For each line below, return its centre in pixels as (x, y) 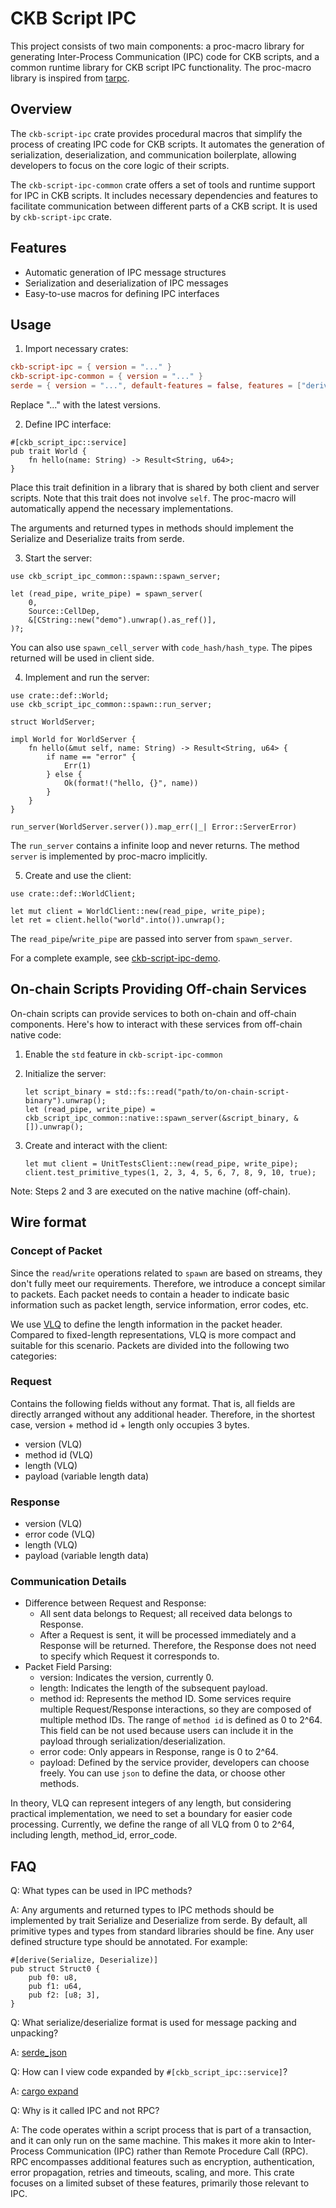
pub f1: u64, (55, 1987)
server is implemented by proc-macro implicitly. (109, 856)
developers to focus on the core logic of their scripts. (120, 165)
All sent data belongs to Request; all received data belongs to (166, 1614)
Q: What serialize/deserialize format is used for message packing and (153, 2023)
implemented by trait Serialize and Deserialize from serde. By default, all (159, 1921)
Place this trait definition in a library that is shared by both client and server (165, 487)
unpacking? (34, 2033)
